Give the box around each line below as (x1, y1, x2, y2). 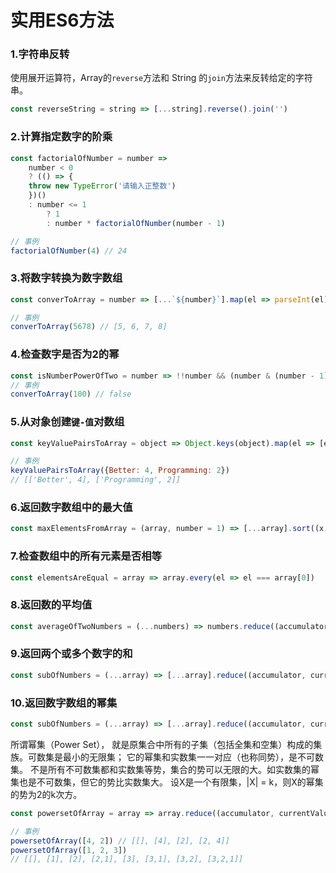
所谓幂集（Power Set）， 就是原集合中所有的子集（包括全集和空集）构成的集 (10, 738, 323, 750)
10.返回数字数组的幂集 (10, 696, 118, 710)
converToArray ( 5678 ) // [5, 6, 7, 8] (10, 322, 168, 332)
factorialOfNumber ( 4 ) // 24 (10, 246, 128, 256)
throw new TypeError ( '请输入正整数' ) (28, 181, 177, 191)
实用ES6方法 (10, 9, 115, 32)
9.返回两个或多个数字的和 (10, 647, 133, 661)
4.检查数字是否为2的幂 (10, 347, 120, 361)
